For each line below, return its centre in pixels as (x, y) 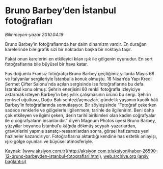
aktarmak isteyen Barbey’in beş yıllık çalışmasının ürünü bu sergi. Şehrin (78, 94)
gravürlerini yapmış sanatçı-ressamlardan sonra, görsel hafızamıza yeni (77, 131)
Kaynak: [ (15, 151)
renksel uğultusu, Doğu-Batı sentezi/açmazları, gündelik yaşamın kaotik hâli (81, 99)
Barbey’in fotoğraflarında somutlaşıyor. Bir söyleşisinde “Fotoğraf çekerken (81, 105)
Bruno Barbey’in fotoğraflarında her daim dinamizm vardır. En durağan (76, 44)
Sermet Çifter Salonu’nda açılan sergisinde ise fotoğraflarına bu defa (74, 84)
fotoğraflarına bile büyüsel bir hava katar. (47, 64)
